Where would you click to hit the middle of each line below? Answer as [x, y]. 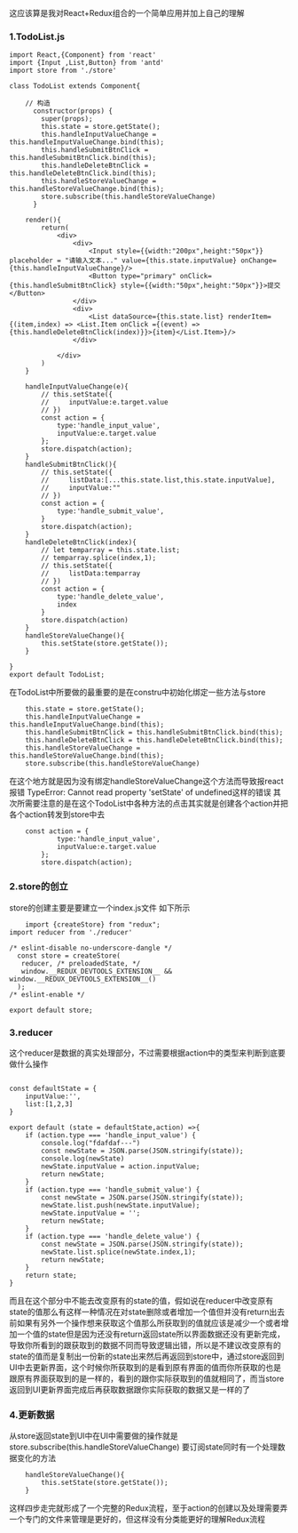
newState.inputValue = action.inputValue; [121, 1166]
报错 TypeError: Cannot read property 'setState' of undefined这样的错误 [141, 792]
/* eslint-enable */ [47, 994]
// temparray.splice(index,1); [99, 558]
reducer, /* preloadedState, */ [81, 963]
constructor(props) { [73, 111]
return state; [51, 1275]
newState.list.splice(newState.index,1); [119, 1252]
